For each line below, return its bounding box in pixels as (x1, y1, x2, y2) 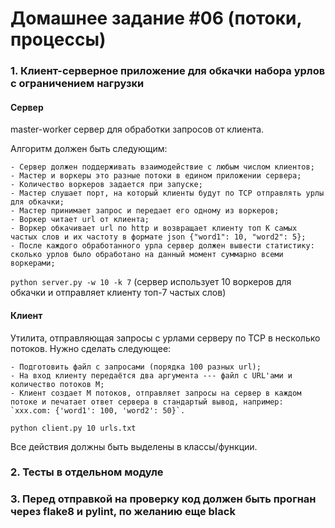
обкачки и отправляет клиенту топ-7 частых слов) (10, 287, 227, 299)
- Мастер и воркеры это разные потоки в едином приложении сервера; (10, 171, 302, 181)
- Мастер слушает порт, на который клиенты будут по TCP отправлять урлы (10, 188, 325, 199)
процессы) (10, 28, 107, 51)
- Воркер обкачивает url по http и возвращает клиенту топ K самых (10, 223, 298, 234)
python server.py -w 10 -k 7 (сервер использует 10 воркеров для (10, 276, 292, 288)
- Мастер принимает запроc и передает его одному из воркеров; (10, 206, 280, 216)
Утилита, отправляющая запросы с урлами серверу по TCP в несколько (10, 332, 321, 344)
